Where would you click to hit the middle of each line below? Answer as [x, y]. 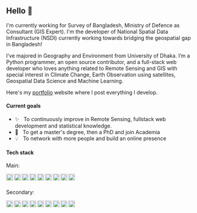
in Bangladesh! [24, 44]
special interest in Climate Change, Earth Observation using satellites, [91, 74]
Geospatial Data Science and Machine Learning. [65, 81]
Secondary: [20, 192]
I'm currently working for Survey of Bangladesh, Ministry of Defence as [93, 25]
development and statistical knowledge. [63, 126]
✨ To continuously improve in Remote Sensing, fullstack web [90, 119]
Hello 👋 [20, 11]
